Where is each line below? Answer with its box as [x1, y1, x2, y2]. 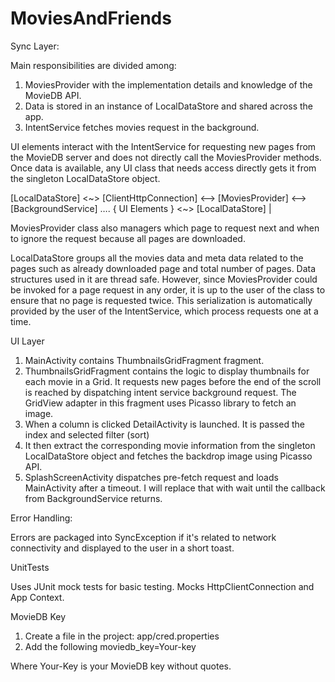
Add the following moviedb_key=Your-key [24, 640, 197, 652]
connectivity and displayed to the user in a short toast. [10, 542, 235, 554]
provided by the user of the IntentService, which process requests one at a [10, 305, 319, 317]
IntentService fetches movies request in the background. [24, 121, 260, 133]
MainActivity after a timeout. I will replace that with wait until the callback [24, 482, 326, 494]
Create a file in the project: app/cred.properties [24, 630, 220, 642]
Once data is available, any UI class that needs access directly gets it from [10, 162, 317, 174]
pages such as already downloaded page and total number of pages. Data [10, 262, 317, 274]
